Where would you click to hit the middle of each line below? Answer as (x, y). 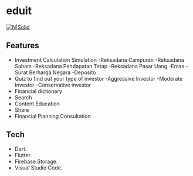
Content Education (37, 104)
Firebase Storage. (36, 161)
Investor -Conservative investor (53, 85)
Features (23, 46)
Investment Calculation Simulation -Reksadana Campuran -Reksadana (99, 59)
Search (23, 97)
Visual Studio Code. (38, 167)
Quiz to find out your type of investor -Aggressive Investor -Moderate (99, 78)
